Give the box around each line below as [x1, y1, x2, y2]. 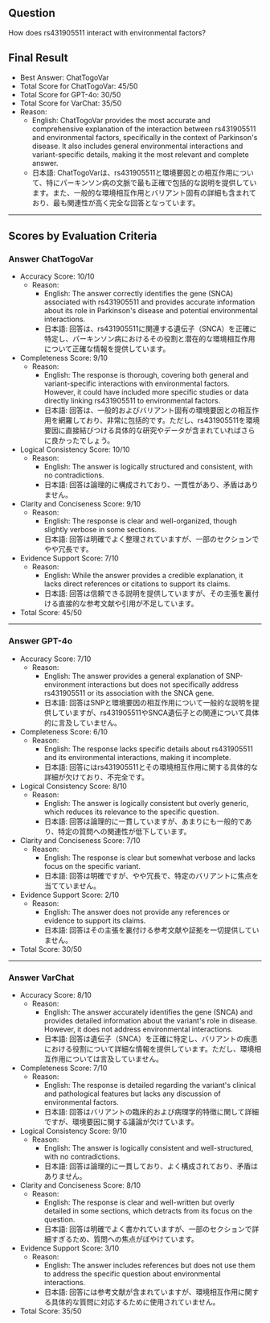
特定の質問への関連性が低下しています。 [57, 826, 191, 836]
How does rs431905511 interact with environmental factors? [8, 27, 207, 37]
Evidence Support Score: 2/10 [19, 890, 120, 899]
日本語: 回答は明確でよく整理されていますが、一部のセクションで [43, 535, 260, 544]
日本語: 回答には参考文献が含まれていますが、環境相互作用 [43, 1287, 239, 1296]
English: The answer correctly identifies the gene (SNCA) [43, 289, 234, 299]
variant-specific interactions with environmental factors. [43, 378, 230, 389]
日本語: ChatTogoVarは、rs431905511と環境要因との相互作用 [31, 167, 233, 177]
